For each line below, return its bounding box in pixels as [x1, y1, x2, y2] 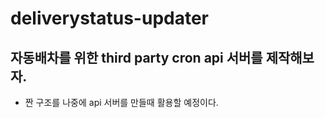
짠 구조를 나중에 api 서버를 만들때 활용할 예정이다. [24, 97, 219, 108]
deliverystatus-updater [10, 7, 210, 30]
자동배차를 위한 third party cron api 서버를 [10, 49, 263, 66]
